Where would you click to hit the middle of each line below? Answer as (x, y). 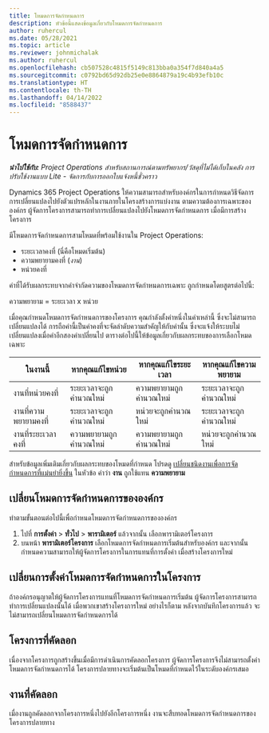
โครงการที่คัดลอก (43, 641)
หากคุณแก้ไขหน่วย (99, 370)
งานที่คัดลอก (34, 694)
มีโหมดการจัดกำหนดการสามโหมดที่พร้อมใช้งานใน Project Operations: (107, 235)
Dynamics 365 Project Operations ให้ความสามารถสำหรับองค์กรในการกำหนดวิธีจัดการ (132, 192)
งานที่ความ (29, 411)
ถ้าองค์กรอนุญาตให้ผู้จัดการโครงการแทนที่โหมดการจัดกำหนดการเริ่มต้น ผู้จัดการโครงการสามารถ (133, 596)
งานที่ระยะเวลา (35, 435)
